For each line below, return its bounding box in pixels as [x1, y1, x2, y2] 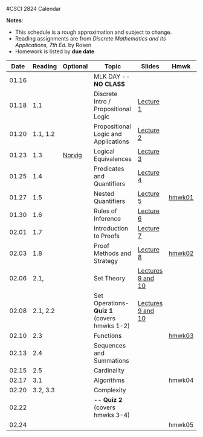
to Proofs [93, 232, 120, 240]
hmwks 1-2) [93, 322, 130, 330]
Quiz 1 [93, 306, 114, 315]
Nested [93, 190, 115, 198]
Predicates [93, 164, 124, 173]
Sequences [93, 342, 126, 349]
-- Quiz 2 [93, 396, 123, 404]
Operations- [93, 299, 129, 307]
